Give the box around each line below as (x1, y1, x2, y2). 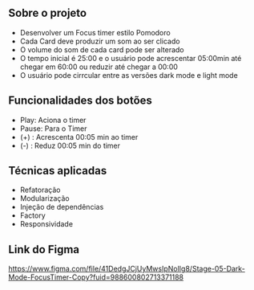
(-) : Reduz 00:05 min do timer (19, 141, 121, 150)
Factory (19, 210, 46, 220)
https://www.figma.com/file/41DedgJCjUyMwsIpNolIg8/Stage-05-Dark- (8, 264, 246, 274)
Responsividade (19, 219, 74, 229)
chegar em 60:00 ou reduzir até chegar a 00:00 (19, 62, 179, 71)
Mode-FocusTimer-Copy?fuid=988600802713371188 (8, 272, 184, 282)
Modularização (19, 194, 70, 203)
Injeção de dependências (19, 202, 104, 212)
